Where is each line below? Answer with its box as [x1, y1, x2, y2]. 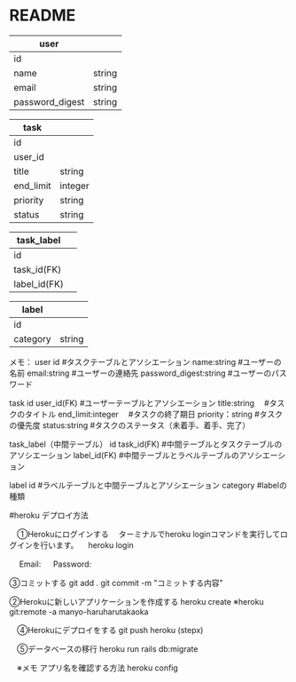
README [9, 5, 76, 26]
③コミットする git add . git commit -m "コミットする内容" [9, 577, 223, 588]
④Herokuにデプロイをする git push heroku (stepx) [16, 624, 204, 635]
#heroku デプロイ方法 [9, 510, 89, 520]
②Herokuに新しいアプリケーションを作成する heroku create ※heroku [9, 596, 264, 607]
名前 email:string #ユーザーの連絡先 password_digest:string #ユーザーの [9, 368, 272, 378]
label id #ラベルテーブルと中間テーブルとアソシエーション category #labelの [9, 480, 288, 490]
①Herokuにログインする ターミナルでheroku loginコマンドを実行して [16, 528, 281, 539]
